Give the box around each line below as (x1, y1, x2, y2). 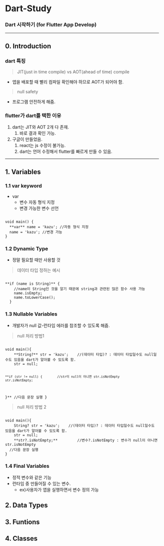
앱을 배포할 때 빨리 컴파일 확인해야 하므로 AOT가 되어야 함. (12, 79, 124, 85)
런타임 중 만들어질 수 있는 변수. (12, 481, 71, 486)
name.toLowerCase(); (14, 295, 56, 300)
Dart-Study (5, 3, 52, 14)
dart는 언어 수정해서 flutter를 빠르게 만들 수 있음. (19, 148, 113, 154)
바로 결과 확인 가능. (19, 130, 56, 136)
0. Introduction (5, 42, 51, 50)
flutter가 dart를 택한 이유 (5, 112, 61, 119)
